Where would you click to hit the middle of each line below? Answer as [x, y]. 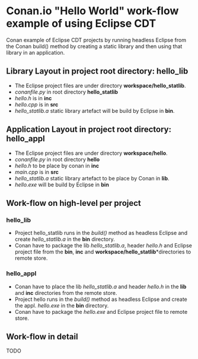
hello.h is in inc [33, 98]
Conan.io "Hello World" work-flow [92, 11]
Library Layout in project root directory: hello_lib [97, 72]
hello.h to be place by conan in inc [57, 166]
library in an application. [36, 52]
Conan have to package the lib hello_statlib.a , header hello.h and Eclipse [103, 246]
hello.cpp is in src [36, 104]
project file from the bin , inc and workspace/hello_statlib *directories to [103, 252]
